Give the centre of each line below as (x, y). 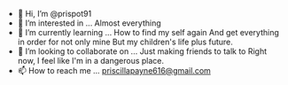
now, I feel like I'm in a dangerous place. (91, 61)
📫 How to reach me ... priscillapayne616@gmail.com (114, 70)
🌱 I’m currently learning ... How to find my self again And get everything (148, 32)
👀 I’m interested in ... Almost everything (89, 23)
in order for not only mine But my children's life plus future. (125, 42)
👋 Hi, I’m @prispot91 (54, 14)
